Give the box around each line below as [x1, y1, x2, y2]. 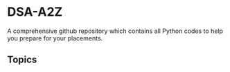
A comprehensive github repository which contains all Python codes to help [7, 27, 224, 35]
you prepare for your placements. [7, 34, 103, 42]
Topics [7, 54, 37, 66]
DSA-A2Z [7, 4, 63, 20]
